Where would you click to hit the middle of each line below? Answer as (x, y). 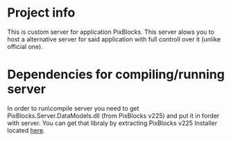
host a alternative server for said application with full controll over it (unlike (114, 39)
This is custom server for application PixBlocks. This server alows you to (111, 32)
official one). (25, 46)
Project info (41, 13)
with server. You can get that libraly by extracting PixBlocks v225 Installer (112, 123)
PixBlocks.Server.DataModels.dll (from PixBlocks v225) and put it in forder (113, 115)
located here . (26, 130)
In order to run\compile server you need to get (73, 108)
